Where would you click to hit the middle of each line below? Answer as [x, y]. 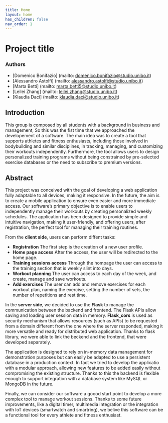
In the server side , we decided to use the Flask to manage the [70, 305]
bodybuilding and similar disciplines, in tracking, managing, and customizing [84, 146]
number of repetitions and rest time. [50, 295]
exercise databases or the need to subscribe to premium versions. [73, 162]
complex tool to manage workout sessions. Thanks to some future [73, 399]
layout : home [19, 15]
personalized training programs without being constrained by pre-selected [82, 157]
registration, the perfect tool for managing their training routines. [72, 227]
